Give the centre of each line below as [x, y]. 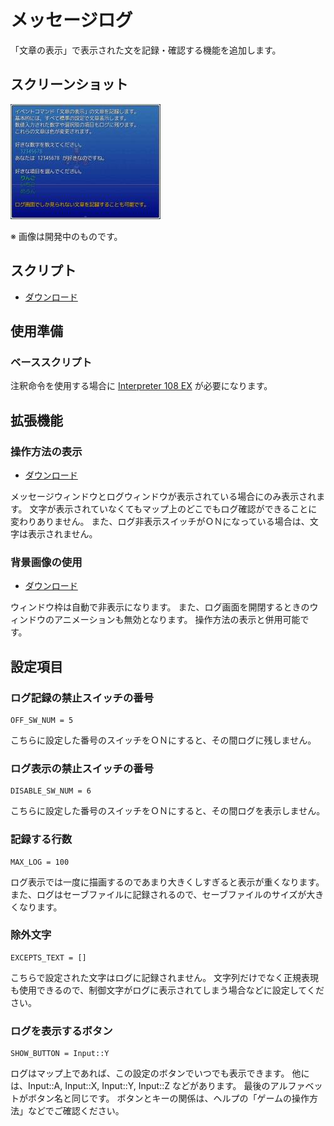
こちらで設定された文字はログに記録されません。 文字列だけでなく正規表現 [165, 977]
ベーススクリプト [51, 362]
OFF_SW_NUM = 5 [42, 720]
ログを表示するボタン [61, 1031]
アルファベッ [296, 1086]
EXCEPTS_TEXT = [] [48, 957]
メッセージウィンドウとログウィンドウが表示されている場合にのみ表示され [163, 496]
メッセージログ [71, 20]
